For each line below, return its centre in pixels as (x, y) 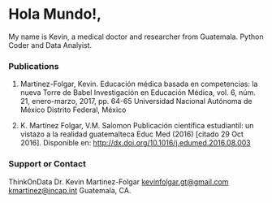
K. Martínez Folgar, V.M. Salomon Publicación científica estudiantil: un (137, 126)
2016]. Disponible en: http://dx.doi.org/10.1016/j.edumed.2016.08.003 (135, 143)
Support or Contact (47, 164)
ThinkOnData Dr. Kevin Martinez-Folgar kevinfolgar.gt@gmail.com (119, 181)
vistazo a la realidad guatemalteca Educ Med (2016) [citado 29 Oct (132, 134)
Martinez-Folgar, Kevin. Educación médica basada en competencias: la (139, 84)
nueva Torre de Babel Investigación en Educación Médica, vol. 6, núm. (138, 93)
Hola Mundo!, (55, 14)
